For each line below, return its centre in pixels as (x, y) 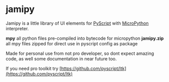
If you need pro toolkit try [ (34, 68)
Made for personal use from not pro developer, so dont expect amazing (80, 53)
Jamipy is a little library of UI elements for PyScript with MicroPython (77, 23)
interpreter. (17, 28)
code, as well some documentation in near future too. (61, 58)
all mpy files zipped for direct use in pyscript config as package (72, 43)
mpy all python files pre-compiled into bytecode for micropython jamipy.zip (85, 38)
